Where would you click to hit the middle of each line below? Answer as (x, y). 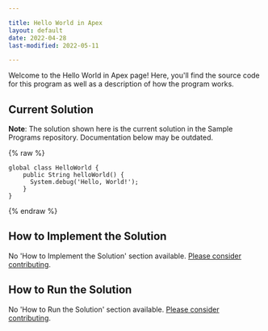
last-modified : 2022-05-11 (54, 45)
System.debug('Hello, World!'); (84, 182)
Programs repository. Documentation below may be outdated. (111, 137)
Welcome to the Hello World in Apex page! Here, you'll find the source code (134, 75)
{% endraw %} (33, 212)
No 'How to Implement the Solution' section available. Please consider (125, 256)
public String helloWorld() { (74, 175)
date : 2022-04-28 (38, 38)
